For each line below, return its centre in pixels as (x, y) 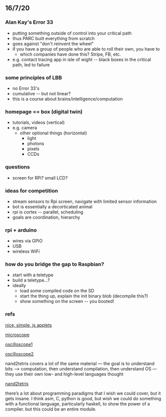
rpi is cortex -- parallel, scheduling (48, 212)
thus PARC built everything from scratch (53, 38)
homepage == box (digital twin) (44, 112)
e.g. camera (25, 128)
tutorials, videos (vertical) (39, 122)
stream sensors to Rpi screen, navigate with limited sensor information (84, 201)
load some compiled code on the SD (57, 291)
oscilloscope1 (19, 344)
